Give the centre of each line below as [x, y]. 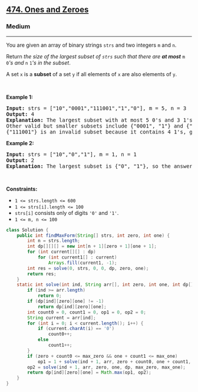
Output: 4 [20, 114]
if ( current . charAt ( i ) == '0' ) [76, 329]
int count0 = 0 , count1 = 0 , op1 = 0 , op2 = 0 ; [87, 312]
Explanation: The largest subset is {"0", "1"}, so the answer [99, 166]
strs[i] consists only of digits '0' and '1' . [67, 213]
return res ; [42, 274]
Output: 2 [20, 160]
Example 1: [20, 97]
